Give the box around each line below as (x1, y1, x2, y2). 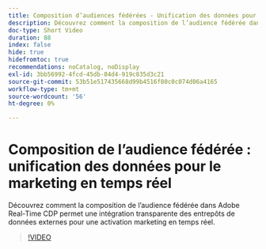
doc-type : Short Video (8, 26, 83, 34)
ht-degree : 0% (8, 100, 55, 108)
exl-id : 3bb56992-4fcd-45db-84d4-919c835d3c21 (8, 70, 165, 78)
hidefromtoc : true (8, 56, 69, 64)
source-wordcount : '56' (8, 92, 87, 100)
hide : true (8, 48, 44, 56)
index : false (8, 41, 51, 49)
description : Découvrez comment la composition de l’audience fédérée (8, 19, 246, 27)
